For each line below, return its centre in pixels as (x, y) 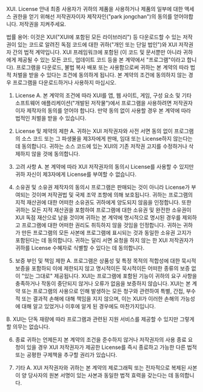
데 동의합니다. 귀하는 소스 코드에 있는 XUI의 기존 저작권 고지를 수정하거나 (101, 146)
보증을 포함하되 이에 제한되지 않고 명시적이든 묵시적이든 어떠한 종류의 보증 (102, 268)
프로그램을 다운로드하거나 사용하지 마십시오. (65, 83)
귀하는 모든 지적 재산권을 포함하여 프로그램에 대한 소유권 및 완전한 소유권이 (103, 210)
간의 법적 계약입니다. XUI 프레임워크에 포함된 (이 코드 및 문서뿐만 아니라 (97, 52)
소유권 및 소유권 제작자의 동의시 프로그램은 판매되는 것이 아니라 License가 (102, 187)
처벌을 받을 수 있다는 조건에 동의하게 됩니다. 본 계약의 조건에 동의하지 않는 (100, 75)
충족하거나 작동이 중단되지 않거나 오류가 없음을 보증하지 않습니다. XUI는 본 (103, 283)
